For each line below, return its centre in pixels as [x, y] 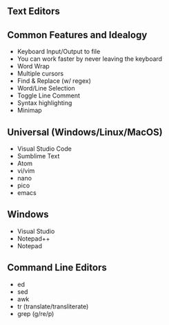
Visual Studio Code [44, 149]
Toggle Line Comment [49, 95]
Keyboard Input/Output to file [59, 52]
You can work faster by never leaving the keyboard [90, 59]
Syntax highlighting [44, 103]
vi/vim [26, 171]
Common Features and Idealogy [77, 35]
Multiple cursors [40, 74]
